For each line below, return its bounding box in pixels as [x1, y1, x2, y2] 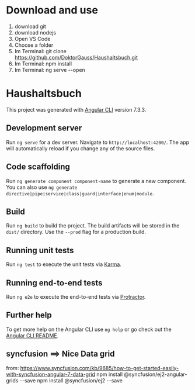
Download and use [6, 4, 98, 17]
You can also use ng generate [6, 184, 78, 191]
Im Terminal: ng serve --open [14, 66, 86, 73]
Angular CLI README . [6, 332, 59, 339]
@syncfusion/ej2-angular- [124, 371, 188, 378]
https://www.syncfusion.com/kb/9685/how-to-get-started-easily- [20, 364, 179, 371]
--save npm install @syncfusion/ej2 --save [19, 377, 123, 384]
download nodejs [14, 29, 57, 36]
